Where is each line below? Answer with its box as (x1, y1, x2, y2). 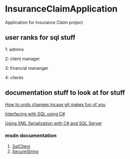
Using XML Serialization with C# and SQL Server (5, 120, 102, 126)
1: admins (5, 46, 24, 52)
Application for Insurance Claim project (5, 19, 83, 25)
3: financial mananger (5, 65, 49, 71)
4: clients (5, 74, 24, 80)
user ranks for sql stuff (5, 33, 76, 42)
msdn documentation (5, 132, 57, 139)
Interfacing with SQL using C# (5, 111, 65, 117)
